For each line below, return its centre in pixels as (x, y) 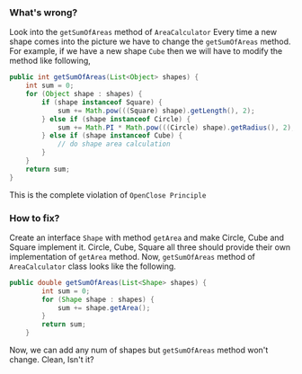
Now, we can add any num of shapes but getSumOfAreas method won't (139, 350)
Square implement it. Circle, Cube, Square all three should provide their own (150, 247)
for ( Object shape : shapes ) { (84, 94)
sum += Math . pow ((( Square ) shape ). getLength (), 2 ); (156, 111)
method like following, (50, 61)
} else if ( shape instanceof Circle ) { (116, 119)
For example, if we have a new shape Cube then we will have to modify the (146, 51)
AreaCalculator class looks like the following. (93, 266)
